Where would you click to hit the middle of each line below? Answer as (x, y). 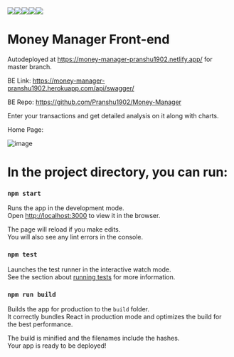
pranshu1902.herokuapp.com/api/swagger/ (71, 88)
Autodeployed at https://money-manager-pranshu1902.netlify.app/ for (110, 59)
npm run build (32, 294)
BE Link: (19, 81)
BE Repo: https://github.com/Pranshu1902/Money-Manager (95, 102)
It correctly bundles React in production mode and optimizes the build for (115, 317)
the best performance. (40, 324)
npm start (24, 194)
